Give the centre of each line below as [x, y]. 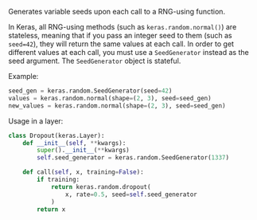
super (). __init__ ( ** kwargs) [83, 151]
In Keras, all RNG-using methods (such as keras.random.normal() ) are [123, 27]
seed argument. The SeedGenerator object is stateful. [95, 61]
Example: [23, 76]
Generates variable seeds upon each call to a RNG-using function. [117, 12]
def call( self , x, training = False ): [84, 172]
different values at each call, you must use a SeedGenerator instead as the [128, 52]
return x [51, 209]
